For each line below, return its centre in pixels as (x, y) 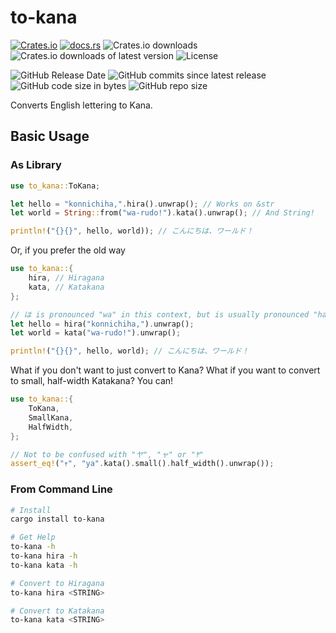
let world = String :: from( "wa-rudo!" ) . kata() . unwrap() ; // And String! (162, 213)
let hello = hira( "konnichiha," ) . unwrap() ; (102, 324)
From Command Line (61, 489)
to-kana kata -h (44, 565)
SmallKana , (51, 417)
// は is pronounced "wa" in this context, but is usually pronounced (160, 314)
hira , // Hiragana (66, 278)
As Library (36, 165)
